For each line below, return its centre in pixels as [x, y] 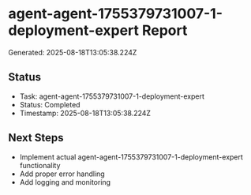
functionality [40, 165]
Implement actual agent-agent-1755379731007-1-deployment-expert [131, 157]
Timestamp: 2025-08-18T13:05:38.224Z [85, 113]
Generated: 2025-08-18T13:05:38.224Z [73, 52]
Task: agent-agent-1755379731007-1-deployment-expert [112, 96]
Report [165, 30]
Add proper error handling [62, 174]
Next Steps [36, 138]
